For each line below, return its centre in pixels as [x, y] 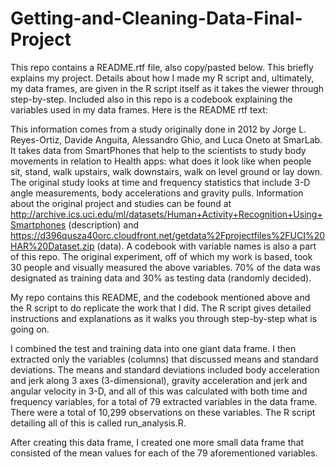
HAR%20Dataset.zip [52, 246]
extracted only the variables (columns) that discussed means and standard [164, 359]
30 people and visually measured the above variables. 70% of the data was [165, 267]
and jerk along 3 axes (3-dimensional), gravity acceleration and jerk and [159, 380]
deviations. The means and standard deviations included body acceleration [165, 369]
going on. [30, 329]
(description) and [104, 224]
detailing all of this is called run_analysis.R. [98, 423]
